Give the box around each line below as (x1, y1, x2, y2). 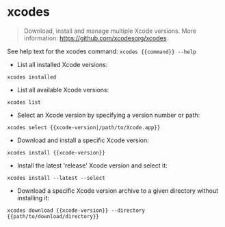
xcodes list (7, 98, 41, 106)
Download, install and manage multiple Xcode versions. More (23, 27, 197, 35)
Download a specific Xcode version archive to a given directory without (16, 186, 219, 195)
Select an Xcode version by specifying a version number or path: (16, 111, 200, 119)
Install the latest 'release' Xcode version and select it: (16, 161, 168, 170)
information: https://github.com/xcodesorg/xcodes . (23, 34, 169, 42)
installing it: (16, 193, 50, 202)
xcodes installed (7, 73, 57, 81)
